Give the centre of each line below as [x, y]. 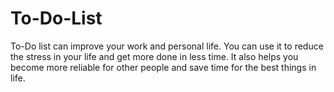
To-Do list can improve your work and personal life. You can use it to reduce [167, 46]
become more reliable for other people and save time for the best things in [163, 67]
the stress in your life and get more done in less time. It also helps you [154, 56]
